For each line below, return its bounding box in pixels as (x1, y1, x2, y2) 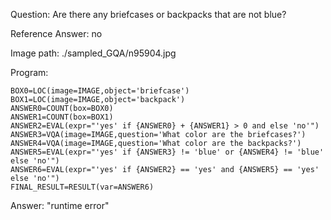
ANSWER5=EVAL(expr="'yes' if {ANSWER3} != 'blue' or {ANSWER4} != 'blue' (10, 147, 325, 157)
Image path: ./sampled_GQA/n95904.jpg (10, 47, 177, 59)
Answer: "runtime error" (10, 200, 110, 211)
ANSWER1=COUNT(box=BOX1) (10, 112, 114, 122)
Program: (10, 67, 49, 78)
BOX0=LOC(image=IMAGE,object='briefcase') (10, 86, 190, 96)
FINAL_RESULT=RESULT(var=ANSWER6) (10, 182, 155, 192)
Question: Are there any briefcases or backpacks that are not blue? (10, 9, 287, 20)
